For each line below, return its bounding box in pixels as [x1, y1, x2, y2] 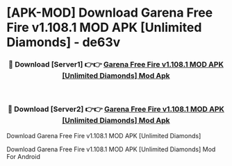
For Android [6, 152, 41, 160]
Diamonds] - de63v [6, 35, 121, 50]
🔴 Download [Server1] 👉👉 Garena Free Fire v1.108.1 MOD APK [8, 60, 224, 69]
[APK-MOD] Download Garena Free [6, 5, 213, 21]
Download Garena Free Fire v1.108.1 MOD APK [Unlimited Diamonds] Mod [6, 144, 216, 153]
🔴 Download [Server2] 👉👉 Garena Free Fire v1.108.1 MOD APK [7, 104, 225, 114]
